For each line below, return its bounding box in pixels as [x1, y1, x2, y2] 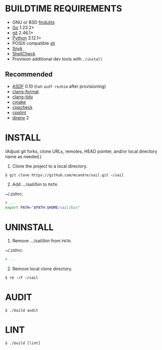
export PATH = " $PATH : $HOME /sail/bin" [5, 205, 80, 210]
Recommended [5, 70, 53, 79]
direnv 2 [12, 114, 29, 121]
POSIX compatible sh [12, 40, 55, 46]
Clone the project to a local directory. [12, 163, 87, 169]
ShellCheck [12, 50, 36, 57]
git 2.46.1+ [12, 30, 33, 35]
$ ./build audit [5, 308, 38, 313]
